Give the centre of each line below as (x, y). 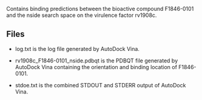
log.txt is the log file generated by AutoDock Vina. (77, 48)
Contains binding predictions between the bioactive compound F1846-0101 (100, 9)
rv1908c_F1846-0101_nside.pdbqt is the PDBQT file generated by (96, 61)
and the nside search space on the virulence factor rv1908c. (82, 15)
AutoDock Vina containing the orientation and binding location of (96, 67)
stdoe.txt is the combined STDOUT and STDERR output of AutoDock (100, 85)
